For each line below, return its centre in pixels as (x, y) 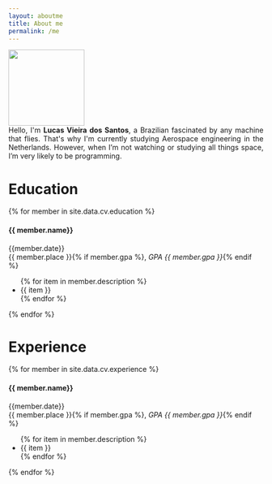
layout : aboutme (36, 16)
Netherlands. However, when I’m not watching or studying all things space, (136, 148)
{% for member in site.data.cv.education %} (82, 211)
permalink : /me (34, 31)
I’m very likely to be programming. (65, 156)
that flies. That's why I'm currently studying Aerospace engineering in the (136, 139)
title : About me (36, 24)
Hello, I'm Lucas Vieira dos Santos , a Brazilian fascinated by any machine (136, 130)
